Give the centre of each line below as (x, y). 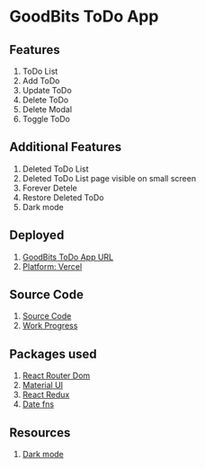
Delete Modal (47, 109)
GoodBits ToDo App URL (68, 257)
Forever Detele (50, 188)
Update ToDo (47, 90)
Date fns (38, 404)
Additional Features (66, 147)
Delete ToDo (45, 100)
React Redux (46, 395)
